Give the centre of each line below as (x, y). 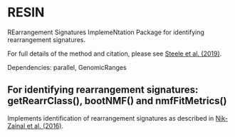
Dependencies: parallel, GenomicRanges (67, 67)
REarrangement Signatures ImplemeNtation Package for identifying (106, 32)
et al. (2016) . (45, 126)
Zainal (16, 126)
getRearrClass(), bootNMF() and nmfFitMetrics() (117, 101)
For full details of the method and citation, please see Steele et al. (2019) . (115, 54)
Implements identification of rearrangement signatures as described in (111, 118)
